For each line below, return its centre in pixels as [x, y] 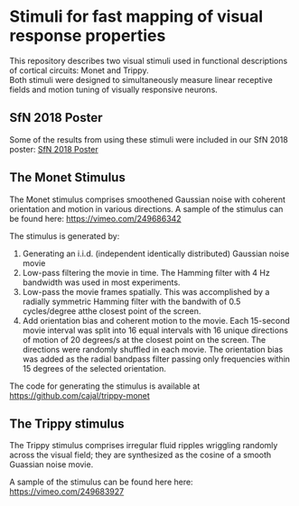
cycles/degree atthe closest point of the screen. [112, 311]
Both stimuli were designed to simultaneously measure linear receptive [141, 79]
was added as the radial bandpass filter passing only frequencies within [156, 359]
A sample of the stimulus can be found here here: [101, 482]
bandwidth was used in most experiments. [101, 282]
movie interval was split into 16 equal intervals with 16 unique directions [155, 330]
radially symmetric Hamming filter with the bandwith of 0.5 [131, 301]
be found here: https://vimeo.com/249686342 [96, 218]
